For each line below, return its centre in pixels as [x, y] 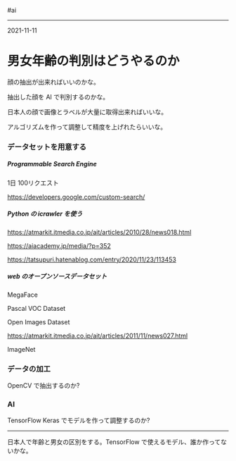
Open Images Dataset [39, 322]
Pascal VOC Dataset [37, 308]
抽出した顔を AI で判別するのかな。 [58, 97]
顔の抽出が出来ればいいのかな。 [53, 82]
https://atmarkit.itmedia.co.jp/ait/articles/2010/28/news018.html [99, 232]
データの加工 [29, 369]
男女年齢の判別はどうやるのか [94, 61]
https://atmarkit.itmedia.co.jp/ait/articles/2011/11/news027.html [98, 336]
